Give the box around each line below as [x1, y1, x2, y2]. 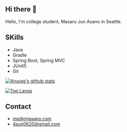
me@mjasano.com [12, 116, 52, 122]
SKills [5, 33, 24, 42]
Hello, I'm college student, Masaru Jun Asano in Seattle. [5, 18, 122, 24]
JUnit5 [12, 63, 27, 69]
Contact [5, 102, 31, 111]
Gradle [12, 52, 27, 58]
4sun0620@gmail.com [12, 121, 61, 127]
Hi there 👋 [5, 5, 37, 14]
